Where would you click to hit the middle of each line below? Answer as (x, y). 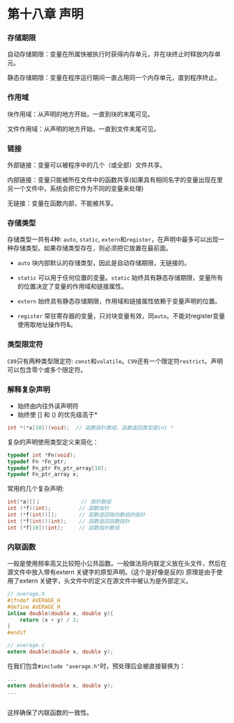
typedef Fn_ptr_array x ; (43, 475)
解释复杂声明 (29, 389)
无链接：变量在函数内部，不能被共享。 (62, 203)
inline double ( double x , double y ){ (60, 613)
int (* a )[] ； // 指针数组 (59, 502)
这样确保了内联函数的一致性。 (50, 713)
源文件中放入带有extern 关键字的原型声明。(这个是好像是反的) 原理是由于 (112, 572)
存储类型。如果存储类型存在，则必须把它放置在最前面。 (92, 248)
